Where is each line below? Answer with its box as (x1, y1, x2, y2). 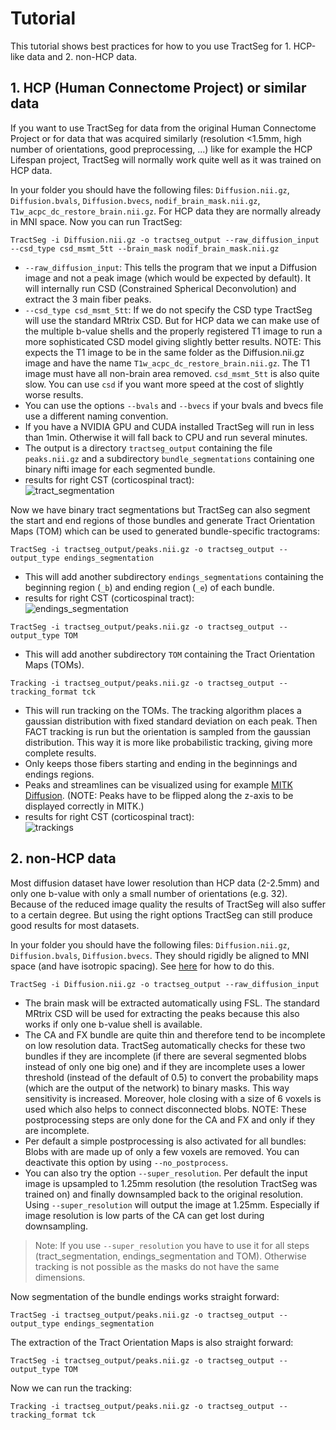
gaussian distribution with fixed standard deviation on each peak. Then (24, 715, 318, 727)
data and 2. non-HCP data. (26, 50, 138, 62)
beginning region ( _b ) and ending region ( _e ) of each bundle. (24, 581, 275, 593)
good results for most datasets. (10, 919, 140, 931)
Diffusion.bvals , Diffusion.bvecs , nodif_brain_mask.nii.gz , (10, 194, 261, 206)
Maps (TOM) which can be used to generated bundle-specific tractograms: (10, 525, 320, 537)
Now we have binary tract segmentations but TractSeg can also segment (10, 503, 311, 516)
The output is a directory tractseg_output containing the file (24, 442, 273, 454)
